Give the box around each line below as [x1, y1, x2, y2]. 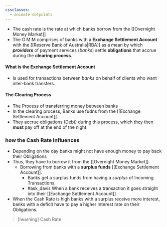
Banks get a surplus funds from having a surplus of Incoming [27, 175, 154, 181]
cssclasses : [5, 7, 30, 13]
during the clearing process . [12, 52, 73, 58]
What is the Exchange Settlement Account [5, 64, 95, 70]
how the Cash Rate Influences [5, 136, 80, 143]
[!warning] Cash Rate [17, 216, 62, 222]
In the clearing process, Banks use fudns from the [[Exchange [12, 108, 141, 114]
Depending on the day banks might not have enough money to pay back [12, 148, 162, 154]
